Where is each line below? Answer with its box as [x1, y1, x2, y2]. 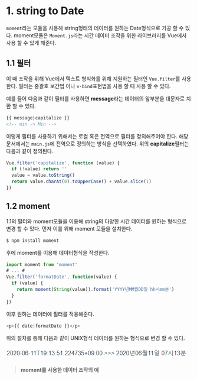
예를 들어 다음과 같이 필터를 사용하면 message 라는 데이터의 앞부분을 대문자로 [6, 95, 185, 102]
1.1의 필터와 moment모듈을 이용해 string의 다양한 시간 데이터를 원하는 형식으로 [6, 218, 187, 225]
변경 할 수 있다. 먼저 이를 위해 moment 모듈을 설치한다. [6, 225, 133, 232]
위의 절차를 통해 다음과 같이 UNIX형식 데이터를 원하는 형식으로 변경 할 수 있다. [6, 334, 185, 341]
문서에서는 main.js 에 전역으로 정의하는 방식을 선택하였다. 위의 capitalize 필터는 [6, 140, 189, 147]
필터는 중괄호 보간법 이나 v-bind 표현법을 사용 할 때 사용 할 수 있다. [18, 82, 171, 89]
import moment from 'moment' [6, 261, 78, 267]
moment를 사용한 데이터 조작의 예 [20, 366, 99, 373]
